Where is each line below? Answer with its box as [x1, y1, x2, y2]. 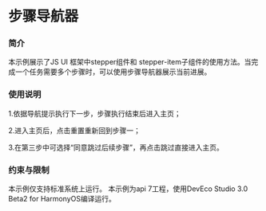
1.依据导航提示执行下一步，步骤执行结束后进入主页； [8, 108, 181, 118]
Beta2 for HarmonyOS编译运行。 [8, 194, 116, 204]
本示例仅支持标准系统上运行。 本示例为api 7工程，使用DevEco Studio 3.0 [8, 184, 248, 193]
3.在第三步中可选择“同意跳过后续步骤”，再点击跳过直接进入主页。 [8, 143, 224, 152]
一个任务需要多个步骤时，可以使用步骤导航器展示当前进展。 [14, 67, 212, 76]
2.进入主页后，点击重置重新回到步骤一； [8, 125, 141, 135]
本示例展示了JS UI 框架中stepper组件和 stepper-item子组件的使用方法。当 [8, 57, 252, 67]
